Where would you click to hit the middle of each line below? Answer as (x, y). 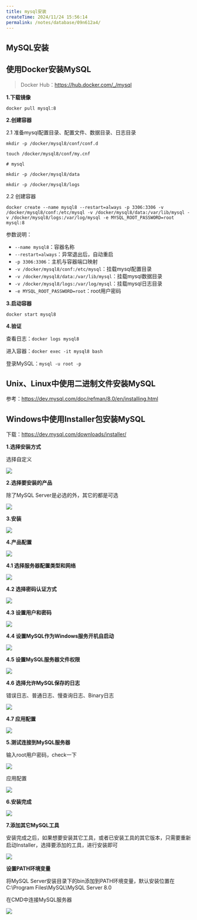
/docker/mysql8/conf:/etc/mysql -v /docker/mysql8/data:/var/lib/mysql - (98, 212)
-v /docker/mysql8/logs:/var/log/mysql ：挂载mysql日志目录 (88, 283)
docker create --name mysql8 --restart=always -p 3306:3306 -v (85, 207)
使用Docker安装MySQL (49, 70)
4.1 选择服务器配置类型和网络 (41, 566)
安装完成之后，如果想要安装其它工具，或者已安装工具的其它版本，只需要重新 (98, 838)
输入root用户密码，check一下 (42, 755)
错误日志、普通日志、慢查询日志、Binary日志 (60, 695)
